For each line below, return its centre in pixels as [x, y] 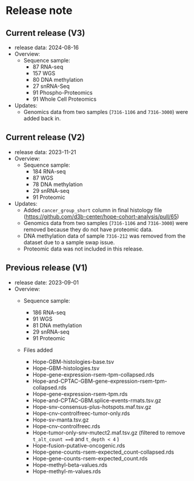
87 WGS [43, 178]
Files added [38, 350]
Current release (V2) [45, 137]
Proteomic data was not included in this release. [83, 249]
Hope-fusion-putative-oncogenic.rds [79, 445]
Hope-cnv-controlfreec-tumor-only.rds [81, 413]
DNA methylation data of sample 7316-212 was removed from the [105, 236]
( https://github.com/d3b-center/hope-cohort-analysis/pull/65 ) [101, 217]
